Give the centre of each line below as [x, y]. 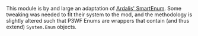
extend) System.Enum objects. [41, 27]
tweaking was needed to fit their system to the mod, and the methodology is [99, 15]
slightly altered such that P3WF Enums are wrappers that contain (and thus [98, 21]
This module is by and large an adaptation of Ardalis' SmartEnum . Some [94, 8]
